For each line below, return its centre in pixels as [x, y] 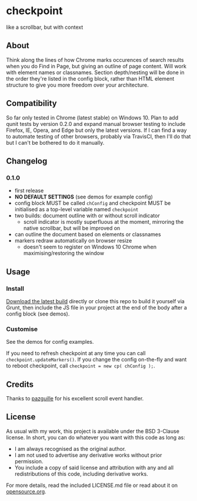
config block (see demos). [38, 314]
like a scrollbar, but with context [45, 27]
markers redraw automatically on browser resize [73, 241]
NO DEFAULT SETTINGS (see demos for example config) [84, 197]
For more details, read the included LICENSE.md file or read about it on [92, 485]
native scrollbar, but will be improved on [72, 228]
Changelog [27, 161]
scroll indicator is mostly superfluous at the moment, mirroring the [103, 222]
